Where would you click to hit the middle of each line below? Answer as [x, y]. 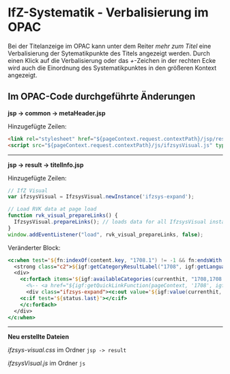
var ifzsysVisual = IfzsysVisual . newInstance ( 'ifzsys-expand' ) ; [101, 197]
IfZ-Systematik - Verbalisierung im [108, 13]
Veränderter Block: [34, 248]
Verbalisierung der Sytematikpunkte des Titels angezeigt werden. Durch [109, 53]
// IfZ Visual [28, 190]
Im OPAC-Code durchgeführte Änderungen [102, 97]
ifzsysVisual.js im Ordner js [47, 363]
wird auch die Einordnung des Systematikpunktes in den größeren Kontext [112, 68]
